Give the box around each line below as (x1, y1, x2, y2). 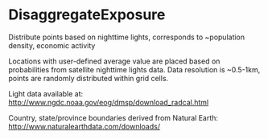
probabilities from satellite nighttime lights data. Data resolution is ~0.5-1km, (8, 64, 261, 74)
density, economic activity (8, 40, 96, 50)
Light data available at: (8, 88, 84, 98)
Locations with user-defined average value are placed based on (8, 56, 221, 66)
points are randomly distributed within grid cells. (8, 73, 169, 83)
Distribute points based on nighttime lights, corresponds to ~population (8, 32, 245, 42)
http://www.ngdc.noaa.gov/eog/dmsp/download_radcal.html (8, 97, 209, 107)
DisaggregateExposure (8, 6, 166, 24)
